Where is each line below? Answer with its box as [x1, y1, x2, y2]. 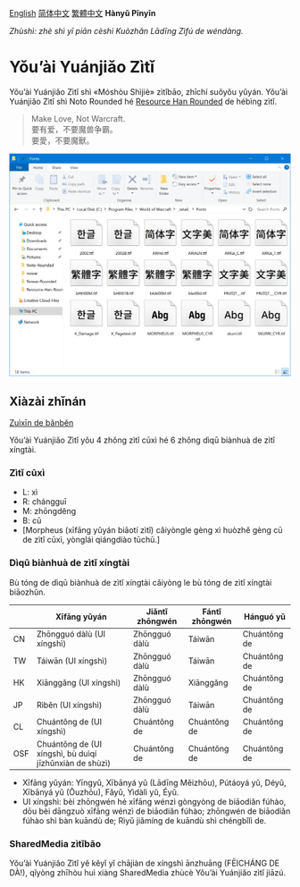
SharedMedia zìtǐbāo [9, 837, 102, 849]
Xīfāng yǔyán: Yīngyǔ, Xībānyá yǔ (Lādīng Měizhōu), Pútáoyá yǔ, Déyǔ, [21, 777, 287, 789]
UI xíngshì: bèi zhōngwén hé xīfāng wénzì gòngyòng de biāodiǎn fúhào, [21, 797, 287, 807]
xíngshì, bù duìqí [36, 748, 97, 758]
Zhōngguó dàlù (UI [36, 629, 105, 639]
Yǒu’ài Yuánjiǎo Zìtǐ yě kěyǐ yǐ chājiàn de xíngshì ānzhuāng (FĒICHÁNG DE [9, 857, 280, 869]
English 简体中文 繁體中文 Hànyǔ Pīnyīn [9, 8, 156, 18]
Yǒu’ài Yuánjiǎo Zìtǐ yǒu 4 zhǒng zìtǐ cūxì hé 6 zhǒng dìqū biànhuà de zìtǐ [9, 435, 275, 445]
